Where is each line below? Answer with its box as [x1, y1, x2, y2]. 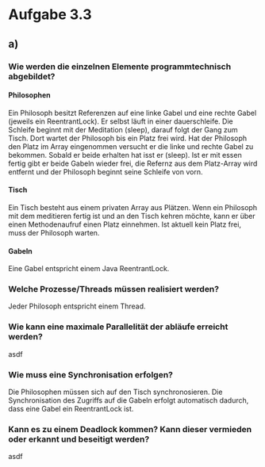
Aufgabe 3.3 [8, 6, 93, 24]
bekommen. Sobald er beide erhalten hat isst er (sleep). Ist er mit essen [8, 150, 242, 159]
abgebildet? [8, 71, 56, 82]
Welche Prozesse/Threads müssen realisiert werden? [8, 284, 220, 295]
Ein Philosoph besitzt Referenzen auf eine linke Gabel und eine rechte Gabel [8, 108, 257, 117]
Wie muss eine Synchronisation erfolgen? [8, 369, 173, 380]
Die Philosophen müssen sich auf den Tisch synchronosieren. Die [8, 387, 223, 396]
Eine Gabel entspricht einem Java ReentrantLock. [8, 264, 170, 274]
